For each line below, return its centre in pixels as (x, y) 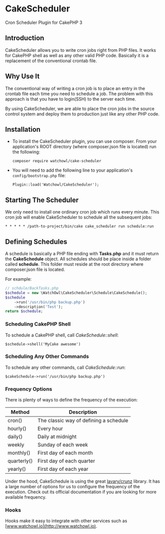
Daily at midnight (57, 437)
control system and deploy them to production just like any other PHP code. (82, 114)
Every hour (50, 428)
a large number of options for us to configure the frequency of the (73, 487)
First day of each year (63, 469)
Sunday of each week (63, 445)
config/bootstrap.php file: (39, 176)
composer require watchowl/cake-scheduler (57, 161)
